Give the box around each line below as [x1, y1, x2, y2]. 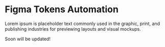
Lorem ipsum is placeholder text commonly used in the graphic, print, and [5, 20, 160, 27]
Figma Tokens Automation [5, 4, 119, 15]
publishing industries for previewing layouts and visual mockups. [5, 26, 141, 32]
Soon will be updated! [5, 36, 51, 42]
